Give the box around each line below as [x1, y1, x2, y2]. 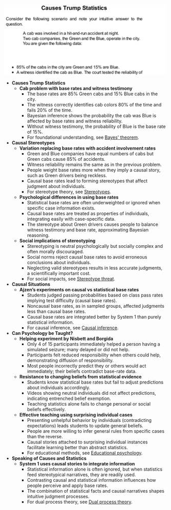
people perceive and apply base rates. [27, 482, 108, 488]
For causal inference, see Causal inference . [27, 325, 119, 331]
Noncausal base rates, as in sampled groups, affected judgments [27, 303, 164, 309]
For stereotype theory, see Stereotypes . [27, 189, 112, 195]
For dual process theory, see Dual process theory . [27, 499, 133, 505]
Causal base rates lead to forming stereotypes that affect [27, 178, 148, 184]
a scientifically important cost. [27, 270, 91, 277]
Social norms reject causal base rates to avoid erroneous [27, 254, 147, 260]
